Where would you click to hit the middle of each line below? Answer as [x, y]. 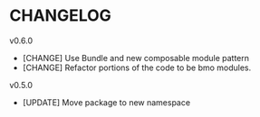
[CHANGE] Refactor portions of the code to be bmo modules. [137, 67]
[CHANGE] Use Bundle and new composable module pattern [135, 58]
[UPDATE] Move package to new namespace [106, 102]
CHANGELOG [60, 16]
